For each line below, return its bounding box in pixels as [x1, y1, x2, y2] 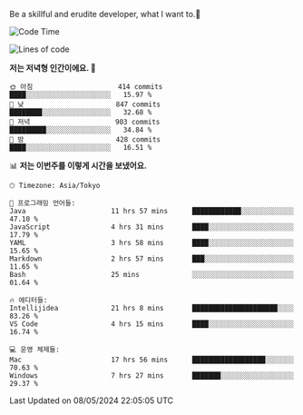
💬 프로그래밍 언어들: [9, 199, 76, 208]
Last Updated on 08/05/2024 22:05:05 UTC [9, 395, 174, 406]
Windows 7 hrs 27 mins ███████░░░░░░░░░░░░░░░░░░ [9, 371, 295, 380]
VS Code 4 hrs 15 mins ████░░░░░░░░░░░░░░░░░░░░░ [9, 320, 295, 329]
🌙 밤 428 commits [9, 135, 161, 144]
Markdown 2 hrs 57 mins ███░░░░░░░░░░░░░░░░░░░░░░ [9, 254, 295, 263]
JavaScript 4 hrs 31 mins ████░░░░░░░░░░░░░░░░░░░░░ [9, 222, 295, 232]
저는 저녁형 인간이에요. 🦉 [9, 63, 97, 73]
